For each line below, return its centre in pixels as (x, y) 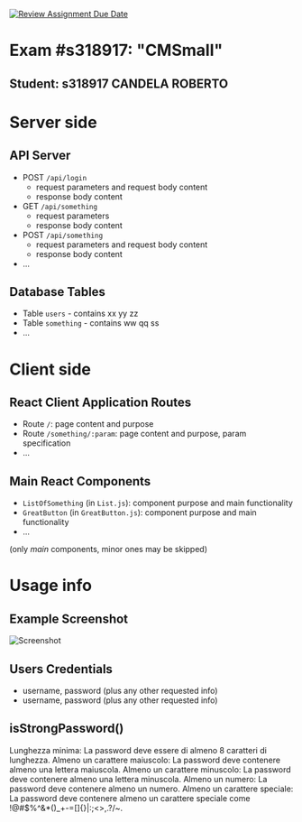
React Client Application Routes (101, 402)
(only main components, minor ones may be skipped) (109, 550)
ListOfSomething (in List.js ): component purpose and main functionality (157, 503)
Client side (50, 369)
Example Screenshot (69, 619)
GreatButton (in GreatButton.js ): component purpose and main (139, 513)
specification (46, 443)
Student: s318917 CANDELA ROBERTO (119, 83)
